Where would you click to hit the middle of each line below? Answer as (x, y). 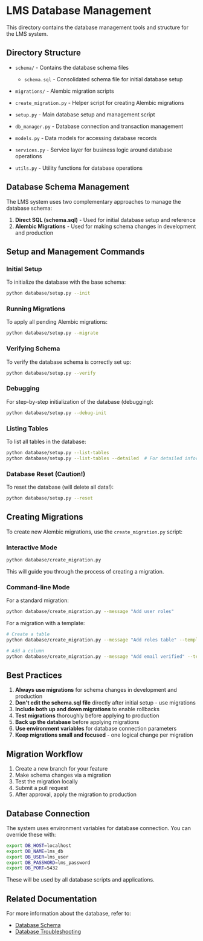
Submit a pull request (41, 788)
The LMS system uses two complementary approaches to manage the (94, 201)
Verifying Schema (33, 349)
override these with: (31, 834)
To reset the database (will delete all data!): (60, 487)
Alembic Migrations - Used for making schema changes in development (105, 226)
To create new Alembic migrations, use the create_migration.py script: (95, 532)
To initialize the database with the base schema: (66, 282)
